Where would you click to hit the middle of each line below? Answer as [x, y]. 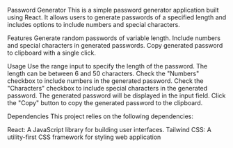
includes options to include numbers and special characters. [94, 25]
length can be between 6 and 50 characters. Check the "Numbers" [103, 73]
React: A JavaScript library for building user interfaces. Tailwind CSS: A [110, 130]
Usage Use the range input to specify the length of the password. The [107, 66]
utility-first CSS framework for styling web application [84, 137]
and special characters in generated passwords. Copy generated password [115, 45]
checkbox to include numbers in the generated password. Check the [105, 81]
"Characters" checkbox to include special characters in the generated [107, 88]
